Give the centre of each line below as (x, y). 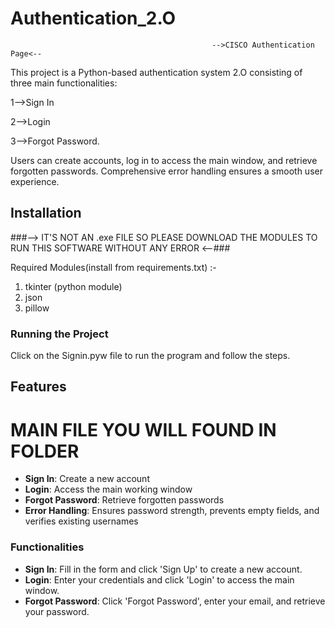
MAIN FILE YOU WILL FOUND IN (143, 429)
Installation (46, 213)
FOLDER (45, 451)
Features (38, 387)
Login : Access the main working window (108, 489)
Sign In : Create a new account (87, 479)
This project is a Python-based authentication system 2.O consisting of (156, 72)
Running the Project (59, 334)
